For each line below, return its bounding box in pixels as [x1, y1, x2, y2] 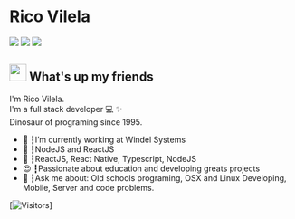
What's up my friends [28, 70, 154, 85]
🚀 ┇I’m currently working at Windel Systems [22, 134, 186, 145]
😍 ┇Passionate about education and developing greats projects [22, 163, 261, 174]
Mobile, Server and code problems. [22, 182, 155, 193]
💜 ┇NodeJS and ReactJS [22, 143, 115, 155]
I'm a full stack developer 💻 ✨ [9, 103, 123, 114]
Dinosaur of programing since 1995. [9, 116, 143, 128]
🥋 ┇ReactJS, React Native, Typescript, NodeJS [22, 153, 197, 164]
